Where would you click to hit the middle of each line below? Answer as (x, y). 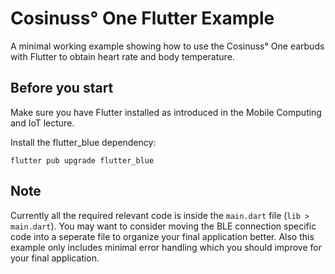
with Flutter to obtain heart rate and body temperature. (122, 56)
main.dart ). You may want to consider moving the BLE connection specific (163, 226)
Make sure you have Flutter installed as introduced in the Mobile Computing (166, 112)
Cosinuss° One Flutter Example (142, 18)
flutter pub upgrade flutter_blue (82, 160)
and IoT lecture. (42, 123)
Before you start (62, 88)
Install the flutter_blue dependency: (83, 142)
